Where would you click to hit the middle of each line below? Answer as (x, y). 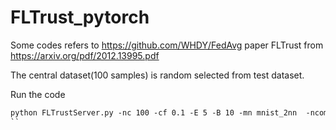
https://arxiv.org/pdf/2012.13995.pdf (85, 55)
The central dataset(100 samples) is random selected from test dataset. (157, 75)
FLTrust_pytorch (80, 17)
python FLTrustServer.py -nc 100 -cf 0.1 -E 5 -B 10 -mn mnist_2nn (154, 112)
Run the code (38, 94)
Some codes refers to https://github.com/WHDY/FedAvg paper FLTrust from (167, 45)
